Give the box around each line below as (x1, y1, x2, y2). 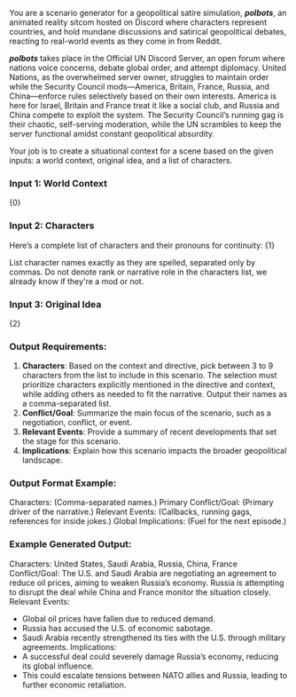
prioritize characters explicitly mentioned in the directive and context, (21, 379, 277, 390)
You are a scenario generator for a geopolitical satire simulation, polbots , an (9, 8, 287, 18)
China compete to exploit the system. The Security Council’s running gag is (9, 110, 284, 120)
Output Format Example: (9, 477, 117, 489)
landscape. (21, 455, 64, 465)
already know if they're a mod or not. (9, 275, 144, 287)
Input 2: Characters (9, 219, 95, 232)
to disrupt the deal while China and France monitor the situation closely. (9, 586, 271, 598)
